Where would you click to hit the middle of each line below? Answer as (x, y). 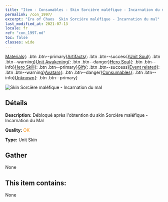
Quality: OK (17, 130)
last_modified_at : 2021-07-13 (37, 24)
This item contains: (36, 183)
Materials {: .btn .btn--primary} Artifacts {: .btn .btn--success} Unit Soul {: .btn (83, 56)
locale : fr (16, 28)
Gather (16, 155)
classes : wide (20, 42)
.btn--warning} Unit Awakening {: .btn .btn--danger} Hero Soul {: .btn (74, 62)
